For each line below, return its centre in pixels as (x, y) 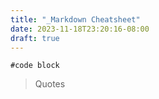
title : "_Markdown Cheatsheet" (75, 19)
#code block (35, 66)
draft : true (35, 38)
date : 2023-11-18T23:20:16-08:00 (80, 29)
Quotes (50, 84)
